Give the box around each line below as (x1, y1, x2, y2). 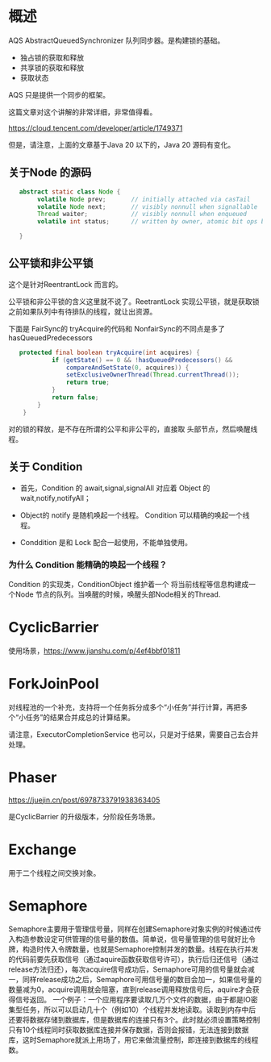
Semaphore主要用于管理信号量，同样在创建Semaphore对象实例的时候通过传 (8, 924, 262, 934)
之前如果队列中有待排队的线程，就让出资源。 (8, 306, 157, 316)
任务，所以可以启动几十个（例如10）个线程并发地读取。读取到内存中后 (22, 1005, 256, 1014)
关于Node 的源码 (8, 166, 92, 180)
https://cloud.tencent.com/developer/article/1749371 (8, 123, 183, 133)
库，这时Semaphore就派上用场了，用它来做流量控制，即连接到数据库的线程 (8, 1035, 259, 1045)
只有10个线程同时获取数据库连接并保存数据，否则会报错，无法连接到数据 (8, 1025, 249, 1035)
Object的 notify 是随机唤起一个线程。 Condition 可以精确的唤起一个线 (19, 510, 250, 520)
